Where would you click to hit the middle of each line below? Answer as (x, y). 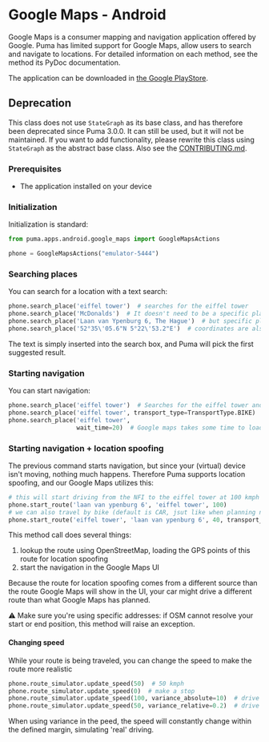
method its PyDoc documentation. (64, 63)
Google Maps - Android (87, 15)
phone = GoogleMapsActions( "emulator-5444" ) (84, 254)
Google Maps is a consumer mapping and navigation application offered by (132, 37)
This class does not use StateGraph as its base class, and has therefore (126, 123)
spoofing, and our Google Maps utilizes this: (81, 482)
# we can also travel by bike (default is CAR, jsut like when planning (132, 512)
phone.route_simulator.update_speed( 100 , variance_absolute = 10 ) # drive (134, 699)
